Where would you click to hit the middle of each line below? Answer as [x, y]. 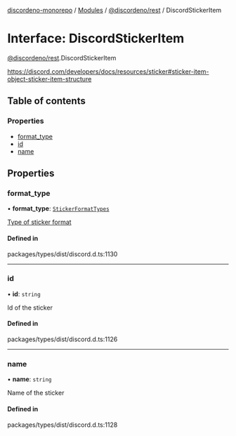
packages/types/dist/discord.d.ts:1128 [63, 425]
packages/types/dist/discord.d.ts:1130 [63, 254]
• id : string [24, 293]
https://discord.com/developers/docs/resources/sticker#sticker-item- [108, 71]
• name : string [29, 379]
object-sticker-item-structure [50, 79]
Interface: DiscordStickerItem [96, 39]
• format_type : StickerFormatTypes [59, 209]
